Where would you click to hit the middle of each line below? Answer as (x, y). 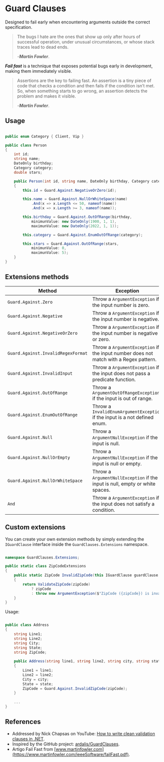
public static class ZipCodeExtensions (46, 566)
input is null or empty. (117, 463)
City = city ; (36, 679)
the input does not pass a (121, 373)
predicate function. (114, 380)
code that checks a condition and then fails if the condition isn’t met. (86, 85)
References (23, 722)
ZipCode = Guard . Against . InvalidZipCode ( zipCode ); (75, 688)
